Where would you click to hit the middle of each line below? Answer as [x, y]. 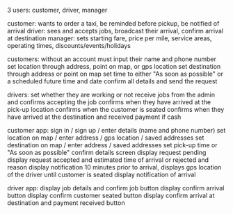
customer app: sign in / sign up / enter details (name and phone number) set [116, 130]
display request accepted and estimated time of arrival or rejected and [108, 160]
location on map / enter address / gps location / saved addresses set [106, 138]
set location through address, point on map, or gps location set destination [114, 66]
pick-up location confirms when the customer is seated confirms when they [116, 109]
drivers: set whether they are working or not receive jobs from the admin [111, 94]
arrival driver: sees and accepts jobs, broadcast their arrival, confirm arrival [115, 31]
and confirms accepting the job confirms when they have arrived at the [109, 102]
